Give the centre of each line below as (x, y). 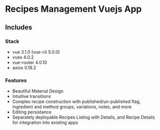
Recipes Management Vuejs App (73, 9)
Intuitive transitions (32, 97)
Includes (19, 27)
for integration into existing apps (45, 123)
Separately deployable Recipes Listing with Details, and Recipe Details (83, 117)
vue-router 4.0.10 (30, 62)
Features (16, 80)
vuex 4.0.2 (23, 57)
